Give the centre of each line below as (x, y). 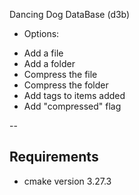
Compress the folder (66, 85)
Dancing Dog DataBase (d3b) (70, 14)
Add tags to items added (74, 95)
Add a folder (49, 63)
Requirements (54, 157)
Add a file (43, 53)
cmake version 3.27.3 (67, 181)
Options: (41, 33)
